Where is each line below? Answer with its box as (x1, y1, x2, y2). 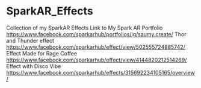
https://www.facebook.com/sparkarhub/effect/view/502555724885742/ (6, 43, 185, 51)
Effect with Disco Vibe (6, 62, 61, 70)
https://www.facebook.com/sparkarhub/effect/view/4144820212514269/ (6, 56, 187, 63)
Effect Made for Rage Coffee (6, 49, 77, 57)
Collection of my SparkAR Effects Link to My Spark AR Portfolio (6, 24, 163, 31)
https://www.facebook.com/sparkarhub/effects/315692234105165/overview (6, 69, 195, 76)
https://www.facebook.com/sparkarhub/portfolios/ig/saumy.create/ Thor (6, 30, 187, 37)
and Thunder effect (6, 37, 54, 44)
